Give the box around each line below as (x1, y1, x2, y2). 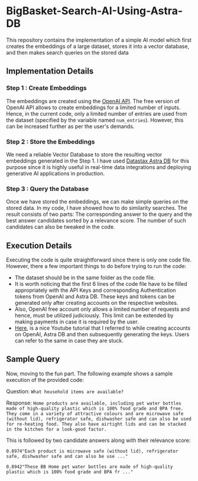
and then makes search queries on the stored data (6, 49, 129, 56)
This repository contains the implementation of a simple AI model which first (6, 36, 192, 43)
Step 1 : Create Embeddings (6, 84, 87, 93)
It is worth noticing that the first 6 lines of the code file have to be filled (14, 281, 187, 288)
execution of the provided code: (6, 376, 85, 383)
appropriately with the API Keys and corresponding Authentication (14, 286, 176, 294)
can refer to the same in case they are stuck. (14, 337, 124, 345)
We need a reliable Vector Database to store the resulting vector (6, 151, 163, 158)
